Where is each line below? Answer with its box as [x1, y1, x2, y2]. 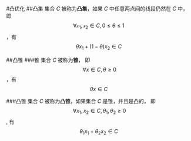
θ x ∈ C [89, 85, 108, 92]
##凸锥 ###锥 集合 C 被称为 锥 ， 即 [6, 56, 91, 63]
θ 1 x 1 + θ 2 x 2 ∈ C [79, 128, 119, 136]
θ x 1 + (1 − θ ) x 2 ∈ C [75, 43, 122, 51]
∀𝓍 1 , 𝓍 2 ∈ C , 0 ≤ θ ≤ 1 [73, 22, 125, 31]
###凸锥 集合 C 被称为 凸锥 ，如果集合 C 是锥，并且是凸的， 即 [6, 98, 156, 105]
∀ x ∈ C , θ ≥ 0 [82, 66, 116, 73]
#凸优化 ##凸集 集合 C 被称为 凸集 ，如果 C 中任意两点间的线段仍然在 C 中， [6, 5, 188, 12]
